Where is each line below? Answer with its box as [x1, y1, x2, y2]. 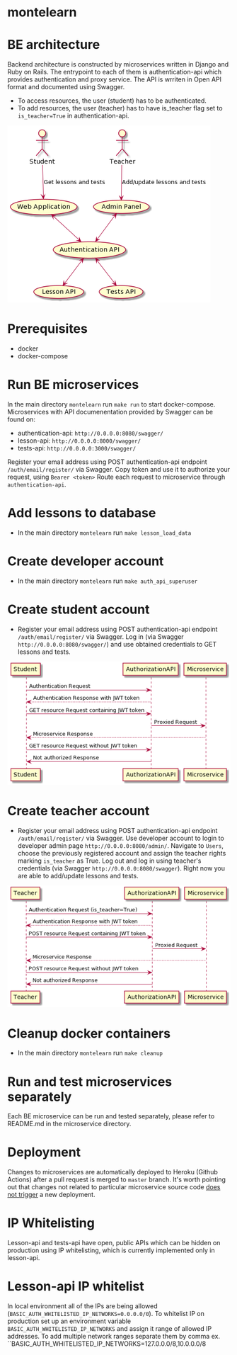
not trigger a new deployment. [7, 1191, 96, 1199]
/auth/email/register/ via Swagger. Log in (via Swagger [17, 632, 184, 641]
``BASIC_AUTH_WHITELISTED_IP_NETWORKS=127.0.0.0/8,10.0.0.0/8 [7, 1339, 207, 1348]
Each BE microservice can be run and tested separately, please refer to [7, 1112, 215, 1121]
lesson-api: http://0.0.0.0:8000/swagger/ [17, 436, 141, 445]
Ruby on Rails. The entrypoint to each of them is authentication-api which [7, 68, 222, 76]
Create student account [7, 601, 150, 618]
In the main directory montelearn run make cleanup [17, 1049, 163, 1058]
